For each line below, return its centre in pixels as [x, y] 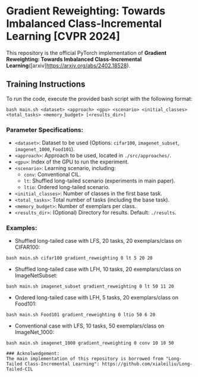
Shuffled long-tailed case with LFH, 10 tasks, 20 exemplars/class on [98, 269]
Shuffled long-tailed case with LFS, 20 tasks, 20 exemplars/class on [98, 241]
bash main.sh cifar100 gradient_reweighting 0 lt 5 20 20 [79, 258]
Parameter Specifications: [45, 129]
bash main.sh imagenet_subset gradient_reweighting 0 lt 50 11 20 [90, 287]
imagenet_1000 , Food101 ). [45, 149]
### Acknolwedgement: [33, 354]
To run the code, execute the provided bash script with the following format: [99, 98]
